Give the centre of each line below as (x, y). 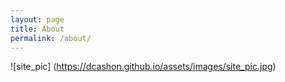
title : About (37, 29)
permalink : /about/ (51, 38)
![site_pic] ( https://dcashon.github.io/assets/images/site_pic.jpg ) (143, 67)
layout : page (37, 19)
